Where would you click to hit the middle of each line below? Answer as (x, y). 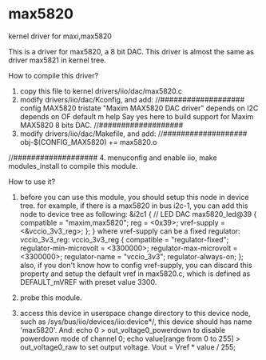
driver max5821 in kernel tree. (57, 60)
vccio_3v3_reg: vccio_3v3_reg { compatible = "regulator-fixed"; (124, 239)
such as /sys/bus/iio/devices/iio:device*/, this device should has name (136, 322)
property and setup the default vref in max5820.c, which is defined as (135, 274)
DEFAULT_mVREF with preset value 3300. (88, 282)
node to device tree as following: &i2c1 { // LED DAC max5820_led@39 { (138, 214)
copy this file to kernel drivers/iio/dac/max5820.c (101, 91)
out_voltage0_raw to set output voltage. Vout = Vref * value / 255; (128, 347)
